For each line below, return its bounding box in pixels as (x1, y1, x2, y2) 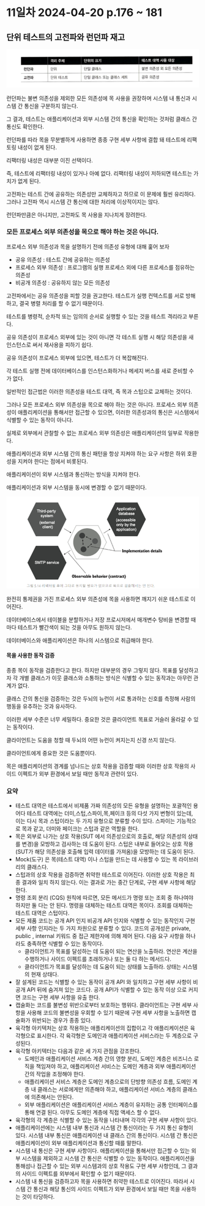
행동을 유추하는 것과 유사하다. (6, 702, 77, 710)
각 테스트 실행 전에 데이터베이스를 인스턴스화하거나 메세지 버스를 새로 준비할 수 (6, 367, 195, 374)
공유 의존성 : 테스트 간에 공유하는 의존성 (15, 256, 110, 263)
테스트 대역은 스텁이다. (15, 909, 70, 917)
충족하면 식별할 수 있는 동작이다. (26, 940, 104, 948)
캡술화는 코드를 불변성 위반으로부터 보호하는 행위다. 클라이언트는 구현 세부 (15, 1001, 192, 1009)
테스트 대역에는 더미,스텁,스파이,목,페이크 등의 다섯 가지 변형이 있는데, (26, 810, 193, 817)
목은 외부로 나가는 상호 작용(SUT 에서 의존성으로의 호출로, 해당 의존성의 (15, 832, 187, 840)
